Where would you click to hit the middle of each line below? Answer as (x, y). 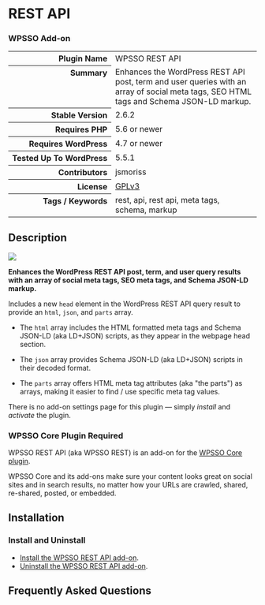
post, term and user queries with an (181, 81)
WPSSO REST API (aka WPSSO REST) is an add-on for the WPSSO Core (125, 453)
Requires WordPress (68, 144)
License (93, 187)
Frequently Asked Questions (80, 591)
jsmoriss (131, 172)
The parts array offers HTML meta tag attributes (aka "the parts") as (131, 383)
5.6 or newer (139, 129)
